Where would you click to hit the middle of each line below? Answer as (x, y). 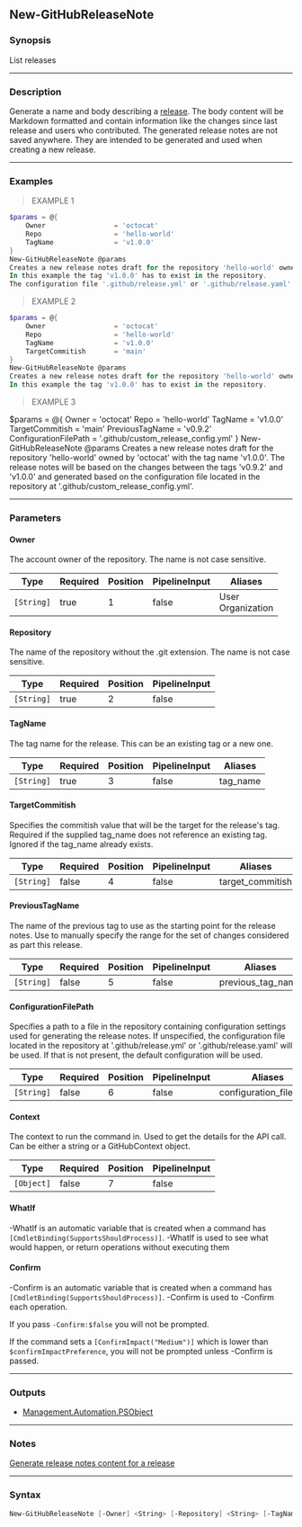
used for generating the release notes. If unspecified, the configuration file (147, 1036)
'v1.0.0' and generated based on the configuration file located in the (135, 477)
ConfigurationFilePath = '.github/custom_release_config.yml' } (124, 439)
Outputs (28, 1392)
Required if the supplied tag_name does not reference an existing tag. (138, 835)
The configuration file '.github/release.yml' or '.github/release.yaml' (151, 284)
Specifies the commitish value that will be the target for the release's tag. (145, 825)
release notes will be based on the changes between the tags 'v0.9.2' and (146, 468)
